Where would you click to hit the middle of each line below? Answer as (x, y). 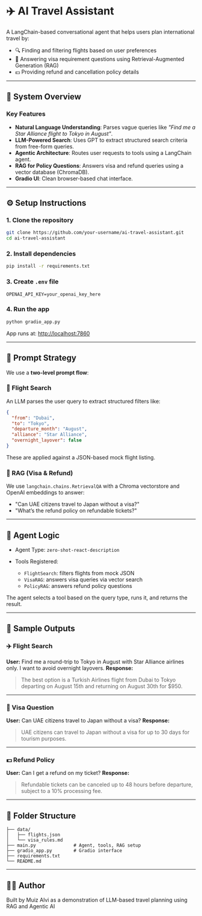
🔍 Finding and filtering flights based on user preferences (86, 50)
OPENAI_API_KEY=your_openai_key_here (54, 294)
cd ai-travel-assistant (36, 238)
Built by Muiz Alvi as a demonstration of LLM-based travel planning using (97, 900)
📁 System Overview (44, 97)
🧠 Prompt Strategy (41, 358)
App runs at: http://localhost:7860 (48, 333)
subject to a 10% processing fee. (62, 791)
